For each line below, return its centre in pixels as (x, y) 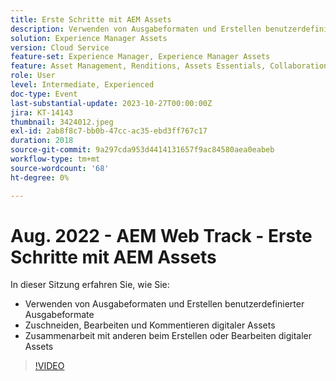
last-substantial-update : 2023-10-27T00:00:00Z (111, 103)
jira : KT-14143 (42, 112)
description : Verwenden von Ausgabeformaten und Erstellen (136, 29)
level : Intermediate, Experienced (82, 85)
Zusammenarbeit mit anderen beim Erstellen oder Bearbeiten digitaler (168, 336)
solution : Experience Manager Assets (89, 38)
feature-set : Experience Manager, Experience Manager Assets (140, 57)
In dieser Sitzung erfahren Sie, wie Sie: (90, 285)
